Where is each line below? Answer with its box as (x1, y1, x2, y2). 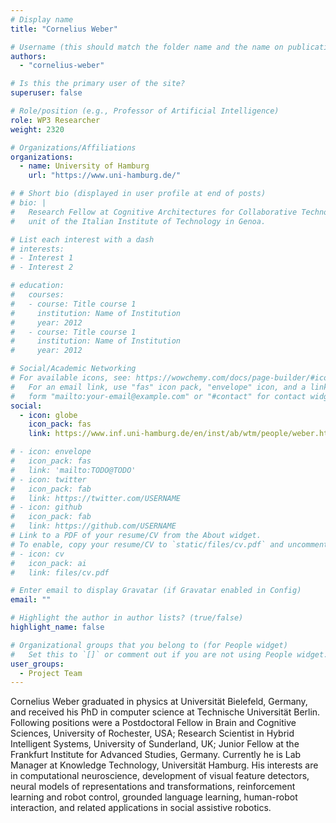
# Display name (10, 14, 74, 25)
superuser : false (10, 88, 83, 98)
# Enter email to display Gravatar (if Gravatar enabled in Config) (10, 586, 302, 596)
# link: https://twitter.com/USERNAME (10, 493, 182, 503)
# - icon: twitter (10, 474, 87, 485)
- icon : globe (19, 410, 78, 420)
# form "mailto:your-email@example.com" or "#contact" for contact (10, 391, 307, 401)
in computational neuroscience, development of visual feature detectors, (10, 770, 310, 782)
